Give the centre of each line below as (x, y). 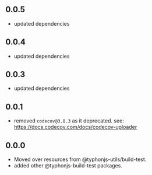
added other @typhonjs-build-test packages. (68, 166)
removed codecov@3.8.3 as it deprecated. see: (69, 121)
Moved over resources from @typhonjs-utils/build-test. (80, 159)
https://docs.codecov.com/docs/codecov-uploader (75, 127)
